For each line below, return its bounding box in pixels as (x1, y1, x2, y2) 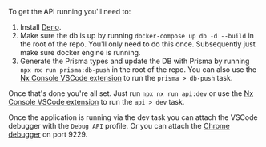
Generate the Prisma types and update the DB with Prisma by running (19, 56, 250, 66)
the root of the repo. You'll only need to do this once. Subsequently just (19, 39, 256, 49)
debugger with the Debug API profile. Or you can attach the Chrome (8, 121, 231, 130)
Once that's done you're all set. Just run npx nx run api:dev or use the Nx (8, 89, 254, 98)
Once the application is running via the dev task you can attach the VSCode (8, 113, 258, 122)
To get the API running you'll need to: (8, 7, 131, 16)
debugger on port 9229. (8, 129, 88, 139)
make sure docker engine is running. (19, 48, 141, 57)
